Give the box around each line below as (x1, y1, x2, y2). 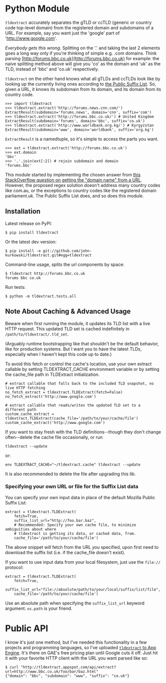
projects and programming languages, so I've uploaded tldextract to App (5, 644, 157, 650)
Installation (5, 207, 41, 216)
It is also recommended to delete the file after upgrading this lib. (5, 471, 136, 477)
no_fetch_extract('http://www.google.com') (5, 394, 97, 399)
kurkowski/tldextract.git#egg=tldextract (5, 253, 92, 257)
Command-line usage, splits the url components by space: (5, 261, 125, 267)
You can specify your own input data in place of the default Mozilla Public (5, 494, 155, 500)
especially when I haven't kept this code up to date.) (5, 351, 112, 357)
